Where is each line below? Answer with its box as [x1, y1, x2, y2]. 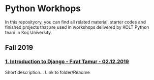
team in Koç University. [5, 29, 52, 35]
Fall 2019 [5, 43, 33, 52]
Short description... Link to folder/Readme [5, 69, 90, 75]
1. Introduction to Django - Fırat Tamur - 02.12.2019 [5, 58, 129, 65]
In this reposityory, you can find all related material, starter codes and [5, 19, 146, 25]
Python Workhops [5, 3, 81, 14]
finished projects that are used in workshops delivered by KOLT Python [5, 24, 149, 30]
